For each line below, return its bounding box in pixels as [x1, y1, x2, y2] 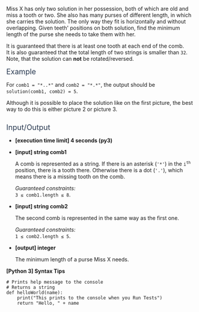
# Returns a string [6, 284, 55, 290]
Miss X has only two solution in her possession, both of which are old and [6, 5, 189, 12]
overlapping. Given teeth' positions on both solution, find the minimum [6, 24, 180, 31]
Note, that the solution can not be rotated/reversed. [6, 55, 134, 62]
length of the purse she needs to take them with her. [6, 31, 136, 38]
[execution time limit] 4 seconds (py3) [14, 137, 113, 144]
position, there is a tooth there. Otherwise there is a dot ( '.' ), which [14, 167, 183, 173]
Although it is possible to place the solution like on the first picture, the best [6, 99, 194, 106]
